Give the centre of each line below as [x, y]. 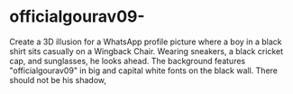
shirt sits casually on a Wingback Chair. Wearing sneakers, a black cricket [146, 51]
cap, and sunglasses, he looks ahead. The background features [128, 61]
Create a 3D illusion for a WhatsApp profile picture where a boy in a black [146, 42]
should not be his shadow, [58, 80]
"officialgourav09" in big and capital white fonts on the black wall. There [143, 70]
